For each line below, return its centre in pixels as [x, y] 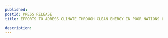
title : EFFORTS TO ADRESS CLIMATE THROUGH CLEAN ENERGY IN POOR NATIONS [82, 19]
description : [19, 28]
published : [16, 10]
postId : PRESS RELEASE [29, 14]
